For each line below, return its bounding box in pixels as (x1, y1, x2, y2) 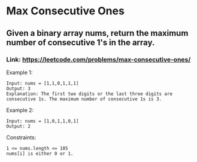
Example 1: (6, 69, 33, 76)
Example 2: (6, 106, 34, 114)
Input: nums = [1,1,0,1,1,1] (6, 80, 79, 86)
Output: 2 (6, 123, 31, 129)
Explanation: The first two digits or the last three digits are (6, 91, 172, 97)
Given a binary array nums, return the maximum (6, 28, 189, 38)
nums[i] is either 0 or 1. (6, 151, 74, 157)
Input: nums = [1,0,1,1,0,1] (6, 118, 79, 124)
